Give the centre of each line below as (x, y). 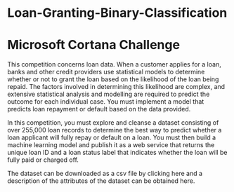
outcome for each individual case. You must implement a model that (106, 102)
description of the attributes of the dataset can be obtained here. (101, 181)
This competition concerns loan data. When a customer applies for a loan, (114, 64)
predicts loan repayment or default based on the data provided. (99, 109)
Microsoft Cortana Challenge (94, 45)
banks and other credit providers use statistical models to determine (106, 72)
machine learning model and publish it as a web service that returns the (111, 145)
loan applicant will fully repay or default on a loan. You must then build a (112, 137)
